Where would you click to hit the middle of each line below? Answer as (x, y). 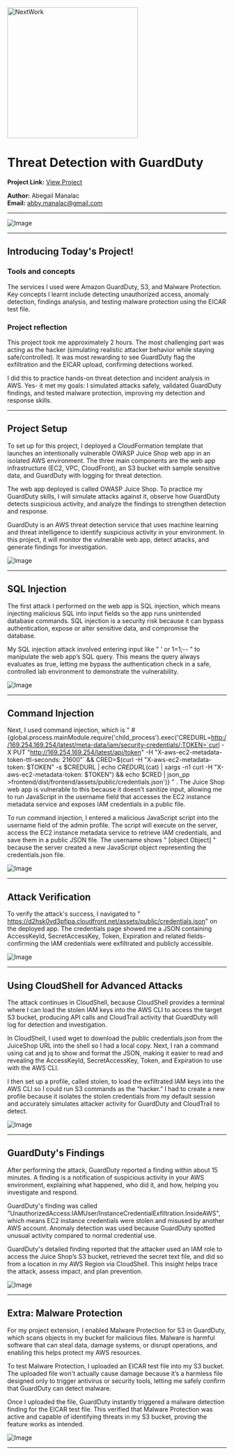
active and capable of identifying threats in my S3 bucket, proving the (107, 1417)
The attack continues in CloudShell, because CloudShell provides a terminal (116, 1002)
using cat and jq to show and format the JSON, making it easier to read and (115, 1053)
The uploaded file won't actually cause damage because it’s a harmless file (115, 1373)
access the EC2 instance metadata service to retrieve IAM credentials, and (114, 833)
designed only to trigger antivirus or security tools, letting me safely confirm (116, 1381)
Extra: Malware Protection (65, 1314)
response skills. (30, 400)
